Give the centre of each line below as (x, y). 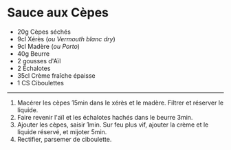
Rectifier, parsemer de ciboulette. (64, 139)
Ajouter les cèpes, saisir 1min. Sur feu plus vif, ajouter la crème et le (113, 125)
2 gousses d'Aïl (39, 61)
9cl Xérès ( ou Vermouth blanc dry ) (66, 39)
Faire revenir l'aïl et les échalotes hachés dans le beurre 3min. (105, 117)
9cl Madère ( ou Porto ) (48, 46)
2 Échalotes (34, 68)
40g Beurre (33, 54)
